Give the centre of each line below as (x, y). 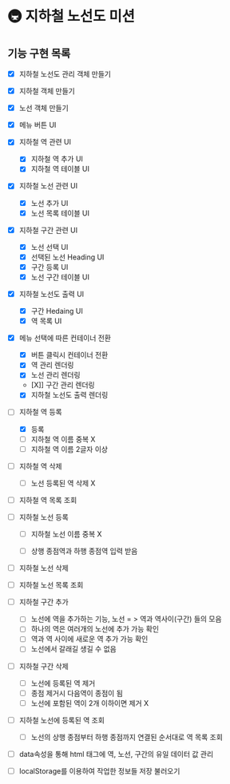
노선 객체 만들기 (44, 108)
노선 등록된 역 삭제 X (63, 483)
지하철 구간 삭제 (44, 666)
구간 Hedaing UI (57, 311)
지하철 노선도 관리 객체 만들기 (65, 74)
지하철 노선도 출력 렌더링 (69, 395)
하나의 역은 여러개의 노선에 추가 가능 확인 (95, 629)
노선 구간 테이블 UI (60, 277)
